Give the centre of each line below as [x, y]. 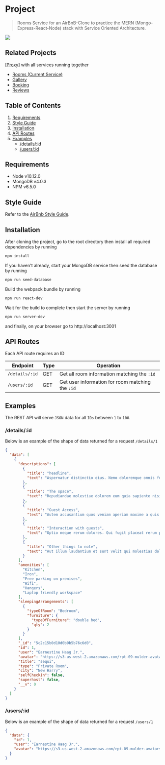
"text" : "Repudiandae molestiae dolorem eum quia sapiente [89, 496]
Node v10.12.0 [26, 176]
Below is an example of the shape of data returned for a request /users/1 [79, 722]
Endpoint [23, 365]
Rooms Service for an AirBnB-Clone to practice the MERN [75, 23]
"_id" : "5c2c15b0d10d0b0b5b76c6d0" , [55, 643]
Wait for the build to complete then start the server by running [68, 308]
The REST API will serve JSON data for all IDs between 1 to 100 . [68, 418]
